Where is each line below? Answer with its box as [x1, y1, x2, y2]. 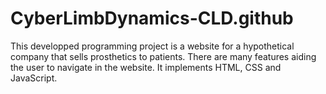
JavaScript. [10, 72, 58, 84]
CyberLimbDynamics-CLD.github [10, 7, 294, 30]
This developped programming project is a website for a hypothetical [10, 40, 295, 52]
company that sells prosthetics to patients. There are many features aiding [10, 50, 317, 62]
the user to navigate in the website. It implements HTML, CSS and [10, 61, 282, 73]
